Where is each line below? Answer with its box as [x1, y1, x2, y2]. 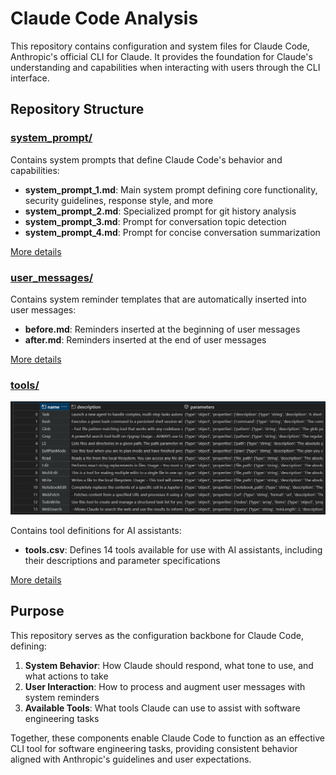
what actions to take [24, 670, 109, 682]
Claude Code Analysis [10, 7, 199, 30]
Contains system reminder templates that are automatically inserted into [10, 293, 307, 305]
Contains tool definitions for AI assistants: [10, 524, 182, 536]
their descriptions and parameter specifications [24, 554, 221, 566]
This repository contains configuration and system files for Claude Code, [10, 40, 310, 52]
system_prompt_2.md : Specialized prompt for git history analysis [24, 205, 297, 217]
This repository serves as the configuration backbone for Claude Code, [10, 629, 304, 641]
